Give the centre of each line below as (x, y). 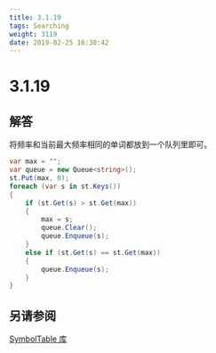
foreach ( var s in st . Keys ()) (65, 186)
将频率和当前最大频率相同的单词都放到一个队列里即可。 (110, 144)
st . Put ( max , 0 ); (39, 178)
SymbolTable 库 (38, 339)
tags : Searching (39, 26)
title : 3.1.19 (36, 17)
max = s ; (57, 219)
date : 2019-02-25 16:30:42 (59, 42)
